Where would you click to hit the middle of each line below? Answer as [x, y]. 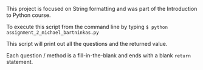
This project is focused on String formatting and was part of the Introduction [102, 9]
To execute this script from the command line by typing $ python [87, 27]
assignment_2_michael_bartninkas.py [53, 33]
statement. [20, 62]
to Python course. [29, 15]
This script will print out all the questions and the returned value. [87, 44]
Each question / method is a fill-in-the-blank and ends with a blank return [99, 56]
